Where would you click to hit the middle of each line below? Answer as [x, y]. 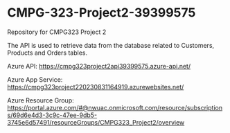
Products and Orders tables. [47, 53]
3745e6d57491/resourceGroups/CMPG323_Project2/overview [96, 122]
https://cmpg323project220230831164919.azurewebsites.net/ [96, 87]
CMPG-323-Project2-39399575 [101, 13]
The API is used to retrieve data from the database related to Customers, [111, 45]
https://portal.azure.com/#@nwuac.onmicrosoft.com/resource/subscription [115, 107]
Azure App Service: [35, 79]
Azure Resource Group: [41, 100]
